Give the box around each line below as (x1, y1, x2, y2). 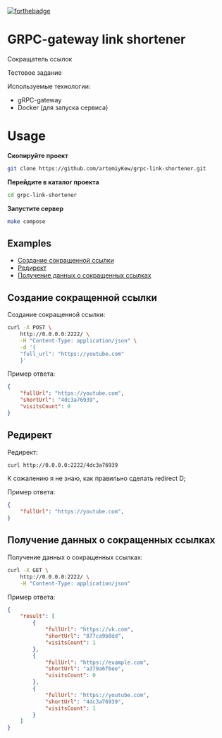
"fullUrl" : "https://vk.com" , (44, 626, 134, 633)
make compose (7, 218, 46, 225)
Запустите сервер (7, 204, 63, 213)
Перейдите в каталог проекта (7, 177, 100, 186)
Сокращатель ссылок (7, 54, 73, 63)
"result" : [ (20, 613, 55, 620)
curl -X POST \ (7, 324, 52, 331)
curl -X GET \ (7, 566, 49, 573)
